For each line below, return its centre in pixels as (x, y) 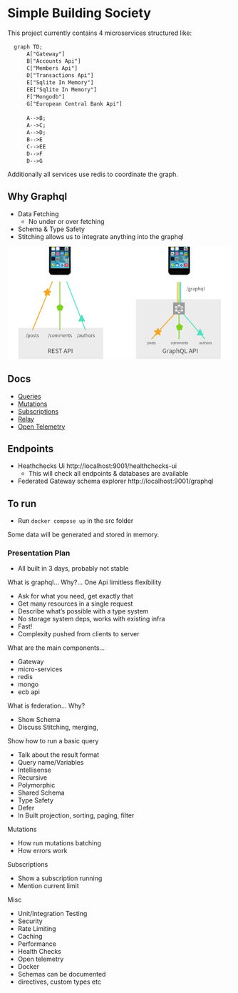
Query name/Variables (51, 763)
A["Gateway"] (46, 54)
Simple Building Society (79, 13)
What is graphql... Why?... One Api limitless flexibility (84, 582)
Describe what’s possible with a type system (83, 611)
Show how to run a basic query (53, 741)
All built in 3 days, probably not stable (73, 569)
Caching (30, 937)
